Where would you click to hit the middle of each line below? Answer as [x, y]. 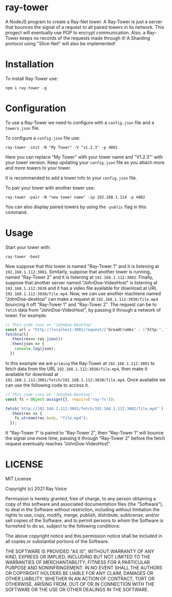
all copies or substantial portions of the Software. [57, 541]
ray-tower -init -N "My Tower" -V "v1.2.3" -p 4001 [61, 147]
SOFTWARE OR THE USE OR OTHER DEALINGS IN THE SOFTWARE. [77, 590]
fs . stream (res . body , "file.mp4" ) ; [51, 418]
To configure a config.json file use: [43, 138]
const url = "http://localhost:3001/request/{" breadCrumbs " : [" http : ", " [87, 330]
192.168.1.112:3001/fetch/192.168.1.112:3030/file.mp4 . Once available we [85, 379]
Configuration [36, 108]
